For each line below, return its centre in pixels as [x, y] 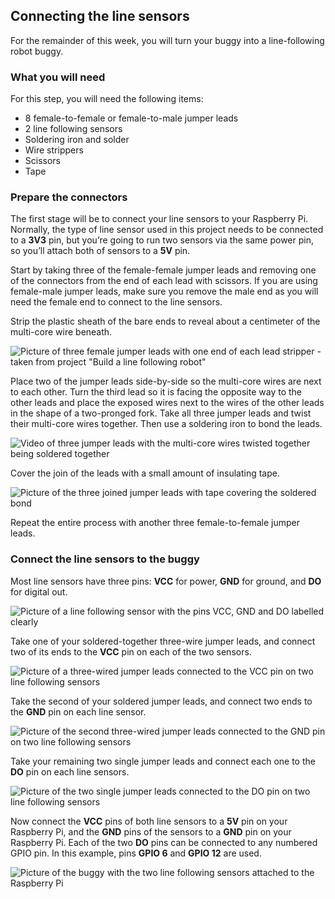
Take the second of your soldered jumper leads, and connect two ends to [161, 701]
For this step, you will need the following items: [107, 99]
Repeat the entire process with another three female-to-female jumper [155, 523]
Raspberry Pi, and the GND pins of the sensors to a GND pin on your [151, 831]
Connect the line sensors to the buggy [105, 559]
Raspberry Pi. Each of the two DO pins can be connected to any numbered [164, 842]
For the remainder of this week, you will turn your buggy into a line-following [167, 40]
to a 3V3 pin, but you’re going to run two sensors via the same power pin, [162, 240]
